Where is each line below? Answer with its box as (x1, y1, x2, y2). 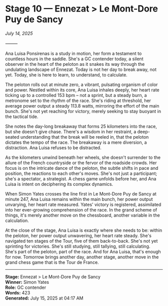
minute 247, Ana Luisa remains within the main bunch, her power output (5, 196, 153, 202)
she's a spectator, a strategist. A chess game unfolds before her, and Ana (5, 175, 156, 181)
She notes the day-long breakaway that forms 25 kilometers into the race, (5, 123, 157, 129)
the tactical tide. (5, 114, 38, 120)
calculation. (5, 217, 29, 224)
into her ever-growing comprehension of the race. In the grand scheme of (5, 207, 157, 213)
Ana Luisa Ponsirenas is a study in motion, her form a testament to (5, 50, 142, 56)
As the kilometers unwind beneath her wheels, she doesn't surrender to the (5, 154, 161, 160)
